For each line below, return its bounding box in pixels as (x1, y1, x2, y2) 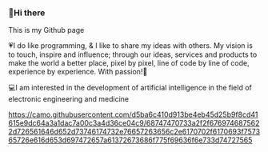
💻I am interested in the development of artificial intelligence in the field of (8, 83, 252, 93)
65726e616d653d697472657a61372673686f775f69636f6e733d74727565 (8, 135, 253, 145)
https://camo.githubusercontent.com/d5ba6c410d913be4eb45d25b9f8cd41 (8, 110, 258, 119)
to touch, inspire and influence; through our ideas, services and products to (8, 50, 258, 59)
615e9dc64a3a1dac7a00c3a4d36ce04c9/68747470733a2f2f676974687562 (8, 118, 260, 128)
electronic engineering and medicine (8, 94, 130, 104)
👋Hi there (8, 7, 46, 18)
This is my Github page (8, 26, 85, 35)
